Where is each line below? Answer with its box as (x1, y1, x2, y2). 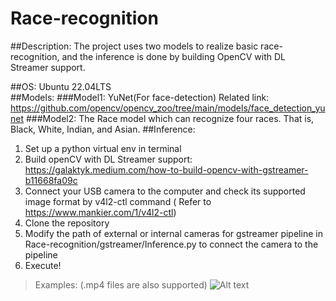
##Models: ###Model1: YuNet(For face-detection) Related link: (10, 91, 270, 103)
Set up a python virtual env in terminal (24, 142, 182, 154)
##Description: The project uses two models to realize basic (10, 40, 259, 52)
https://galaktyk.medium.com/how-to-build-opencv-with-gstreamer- (24, 163, 309, 176)
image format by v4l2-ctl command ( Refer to (24, 195, 212, 207)
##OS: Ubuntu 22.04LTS (10, 80, 112, 92)
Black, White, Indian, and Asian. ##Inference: (10, 123, 196, 135)
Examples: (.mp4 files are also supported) (34, 278, 208, 291)
